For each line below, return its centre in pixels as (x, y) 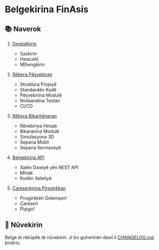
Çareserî (29, 203)
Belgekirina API (28, 157)
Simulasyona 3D (37, 137)
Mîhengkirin (32, 64)
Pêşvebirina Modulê (41, 95)
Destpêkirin (24, 44)
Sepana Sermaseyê (40, 147)
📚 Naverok (23, 29)
